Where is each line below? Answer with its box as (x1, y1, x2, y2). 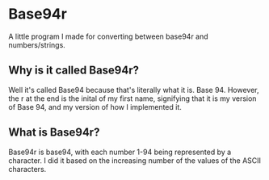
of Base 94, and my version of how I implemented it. (8, 102, 182, 111)
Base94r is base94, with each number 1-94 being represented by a (8, 147, 232, 157)
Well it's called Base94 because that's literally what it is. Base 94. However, (8, 85, 259, 94)
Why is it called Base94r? (8, 64, 140, 77)
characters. (8, 164, 47, 174)
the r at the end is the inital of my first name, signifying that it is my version (8, 94, 257, 103)
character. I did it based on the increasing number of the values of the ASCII (8, 155, 261, 165)
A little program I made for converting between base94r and (8, 31, 208, 41)
